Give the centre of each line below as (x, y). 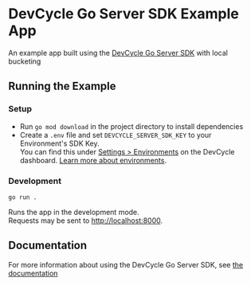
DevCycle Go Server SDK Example (124, 14)
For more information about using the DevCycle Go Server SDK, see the (126, 264)
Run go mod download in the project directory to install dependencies (131, 126)
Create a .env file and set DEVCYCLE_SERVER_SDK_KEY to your (116, 135)
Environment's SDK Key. (59, 143)
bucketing (25, 61)
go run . (23, 197)
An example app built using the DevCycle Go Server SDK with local (118, 53)
